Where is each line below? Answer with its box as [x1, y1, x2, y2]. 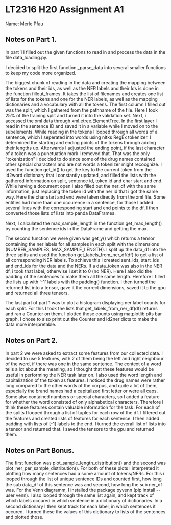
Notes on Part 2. [5, 336, 58, 345]
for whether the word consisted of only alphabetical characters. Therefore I [5, 399, 164, 405]
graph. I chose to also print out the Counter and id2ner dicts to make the [5, 316, 157, 322]
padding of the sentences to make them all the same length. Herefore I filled [5, 273, 165, 279]
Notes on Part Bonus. [5, 446, 75, 455]
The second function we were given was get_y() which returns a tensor [5, 235, 155, 242]
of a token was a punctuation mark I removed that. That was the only [5, 150, 150, 157]
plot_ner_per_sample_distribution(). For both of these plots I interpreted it [5, 465, 159, 471]
